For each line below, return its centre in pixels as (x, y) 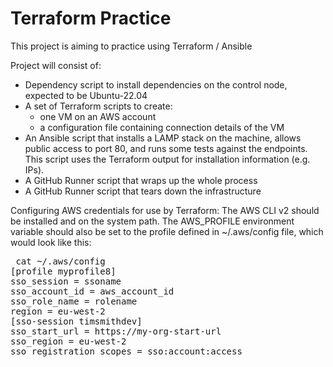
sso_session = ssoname (66, 281)
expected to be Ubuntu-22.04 (86, 95)
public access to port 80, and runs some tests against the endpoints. (166, 148)
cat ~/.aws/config (60, 261)
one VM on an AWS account (98, 116)
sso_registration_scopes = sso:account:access (126, 351)
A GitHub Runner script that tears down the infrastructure (143, 191)
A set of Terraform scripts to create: (98, 106)
